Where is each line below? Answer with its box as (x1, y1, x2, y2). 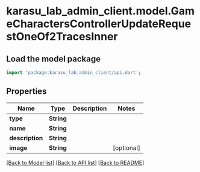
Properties (6, 86, 47, 97)
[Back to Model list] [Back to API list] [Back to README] (6, 159, 145, 166)
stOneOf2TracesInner (6, 30, 118, 43)
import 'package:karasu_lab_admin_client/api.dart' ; (6, 70, 142, 76)
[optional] (112, 143, 140, 152)
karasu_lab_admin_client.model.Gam (6, 4, 195, 18)
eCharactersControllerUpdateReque (6, 17, 192, 31)
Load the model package (6, 54, 101, 64)
